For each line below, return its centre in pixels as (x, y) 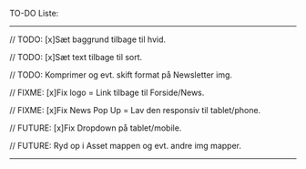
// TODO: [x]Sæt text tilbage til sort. (76, 57)
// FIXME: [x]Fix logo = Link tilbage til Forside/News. (107, 92)
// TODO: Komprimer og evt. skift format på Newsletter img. (121, 75)
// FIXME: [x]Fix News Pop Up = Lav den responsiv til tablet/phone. (135, 110)
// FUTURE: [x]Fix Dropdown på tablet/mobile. (96, 128)
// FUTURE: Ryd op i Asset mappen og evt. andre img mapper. (125, 146)
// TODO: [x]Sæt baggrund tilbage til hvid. (88, 39)
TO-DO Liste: (34, 13)
